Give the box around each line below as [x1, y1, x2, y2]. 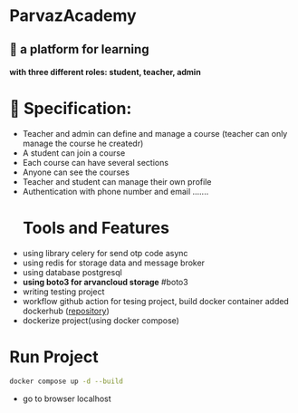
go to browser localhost [22, 393, 111, 404]
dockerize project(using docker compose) [22, 315, 179, 326]
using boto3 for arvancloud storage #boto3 [22, 277, 188, 288]
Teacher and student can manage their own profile [22, 177, 212, 187]
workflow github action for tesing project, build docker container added [22, 296, 290, 307]
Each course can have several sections [22, 158, 169, 168]
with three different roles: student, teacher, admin [9, 67, 201, 78]
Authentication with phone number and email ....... [22, 187, 209, 197]
